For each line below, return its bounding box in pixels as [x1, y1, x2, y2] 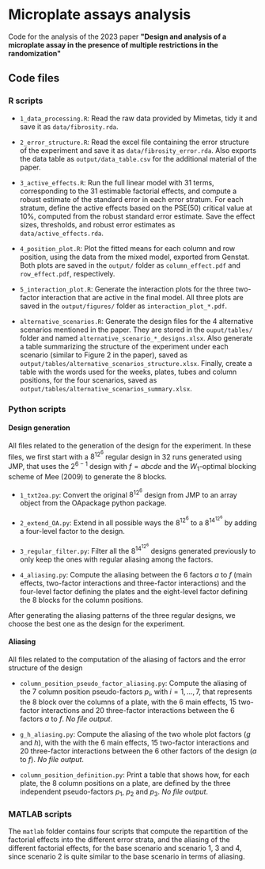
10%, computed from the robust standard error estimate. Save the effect [19, 212, 256, 221]
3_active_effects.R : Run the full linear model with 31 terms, [19, 177, 215, 187]
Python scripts [8, 403, 66, 414]
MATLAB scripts [8, 808, 73, 819]
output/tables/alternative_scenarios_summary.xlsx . [19, 383, 192, 393]
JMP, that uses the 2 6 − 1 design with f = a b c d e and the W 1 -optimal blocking [8, 460, 257, 473]
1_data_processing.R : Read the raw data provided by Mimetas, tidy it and [19, 113, 258, 123]
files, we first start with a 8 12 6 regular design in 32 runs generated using [8, 449, 243, 461]
